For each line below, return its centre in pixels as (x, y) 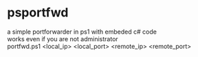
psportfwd (38, 13)
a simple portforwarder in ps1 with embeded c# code (82, 32)
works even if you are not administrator (63, 38)
